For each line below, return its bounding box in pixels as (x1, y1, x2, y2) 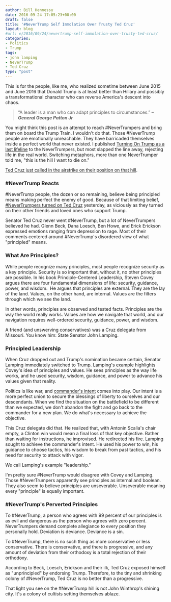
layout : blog (5, 27, 33, 32)
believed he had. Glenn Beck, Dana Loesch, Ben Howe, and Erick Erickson (5, 223, 161, 229)
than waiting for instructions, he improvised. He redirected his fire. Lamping (5, 436, 164, 442)
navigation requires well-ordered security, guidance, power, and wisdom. (5, 317, 159, 323)
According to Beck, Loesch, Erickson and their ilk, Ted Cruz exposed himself (5, 565, 166, 571)
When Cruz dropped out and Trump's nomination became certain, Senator (5, 356, 161, 362)
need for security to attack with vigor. (5, 452, 84, 458)
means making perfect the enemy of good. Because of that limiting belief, (5, 197, 159, 203)
